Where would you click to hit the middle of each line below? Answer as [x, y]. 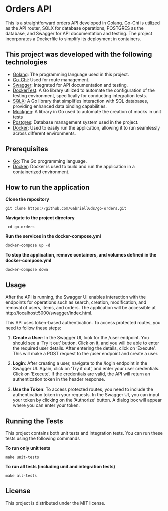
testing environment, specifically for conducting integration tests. [80, 95]
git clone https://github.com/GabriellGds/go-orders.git [66, 209]
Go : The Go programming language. [50, 161]
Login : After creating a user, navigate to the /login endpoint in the [80, 363]
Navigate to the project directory [40, 218]
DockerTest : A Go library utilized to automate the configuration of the [84, 90]
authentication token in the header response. [59, 379]
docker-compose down [27, 270]
